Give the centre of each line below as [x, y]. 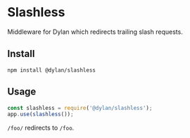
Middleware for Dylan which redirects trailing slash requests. [95, 32]
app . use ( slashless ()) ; [40, 114]
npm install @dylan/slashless [52, 70]
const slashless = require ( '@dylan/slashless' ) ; [80, 108]
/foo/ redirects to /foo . [41, 128]
